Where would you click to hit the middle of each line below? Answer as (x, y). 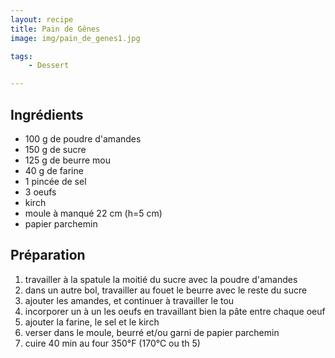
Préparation (48, 255)
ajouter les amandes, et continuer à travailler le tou (129, 300)
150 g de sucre (55, 149)
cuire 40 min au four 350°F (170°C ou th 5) (112, 343)
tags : (21, 56)
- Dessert (49, 66)
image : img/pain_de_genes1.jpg (75, 38)
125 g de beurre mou (68, 160)
